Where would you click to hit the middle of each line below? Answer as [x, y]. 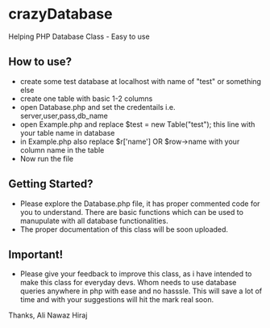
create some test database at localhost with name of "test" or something [141, 81]
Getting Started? [51, 184]
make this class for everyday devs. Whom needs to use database [128, 283]
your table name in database [67, 132]
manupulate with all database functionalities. [94, 221]
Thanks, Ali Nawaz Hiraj [48, 315]
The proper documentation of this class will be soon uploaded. [124, 229]
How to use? [40, 62]
